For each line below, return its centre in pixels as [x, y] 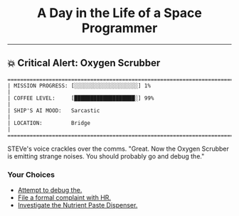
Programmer [119, 28]
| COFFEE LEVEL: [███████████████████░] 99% [81, 98]
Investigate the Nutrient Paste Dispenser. [78, 205]
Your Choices [31, 174]
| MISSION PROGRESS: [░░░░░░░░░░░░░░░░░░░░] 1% [79, 86]
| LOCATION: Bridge [49, 123]
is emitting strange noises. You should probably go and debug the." [106, 156]
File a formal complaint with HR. [64, 198]
